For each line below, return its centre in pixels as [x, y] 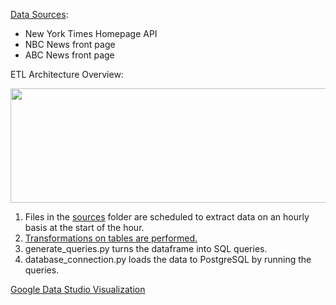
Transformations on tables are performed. [111, 238]
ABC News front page [69, 55]
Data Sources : [39, 14]
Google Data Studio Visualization [78, 289]
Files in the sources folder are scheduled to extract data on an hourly [167, 217]
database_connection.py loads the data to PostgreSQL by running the [168, 259]
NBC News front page [70, 44]
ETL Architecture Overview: [67, 74]
